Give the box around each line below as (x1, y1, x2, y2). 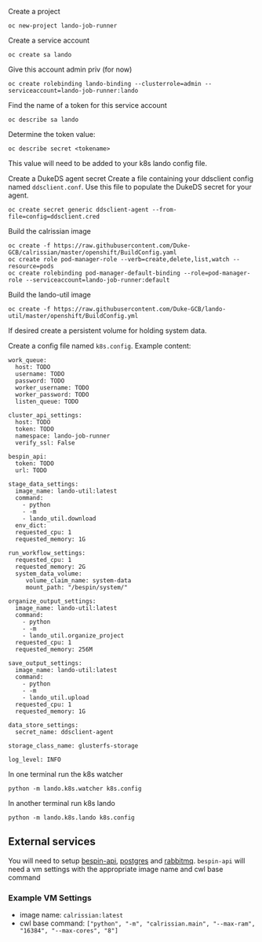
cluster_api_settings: (8, 412, 82, 419)
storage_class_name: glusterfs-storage (8, 742, 139, 750)
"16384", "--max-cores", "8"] (19, 927, 119, 935)
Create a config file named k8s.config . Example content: (8, 342, 191, 350)
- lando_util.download (22, 515, 96, 523)
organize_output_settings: (8, 597, 96, 605)
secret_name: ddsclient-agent (15, 728, 114, 736)
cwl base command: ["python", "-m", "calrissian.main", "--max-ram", (19, 918, 256, 928)
